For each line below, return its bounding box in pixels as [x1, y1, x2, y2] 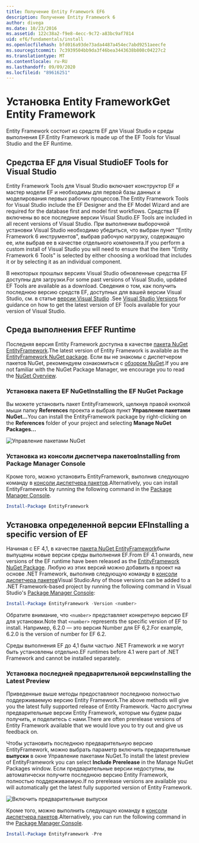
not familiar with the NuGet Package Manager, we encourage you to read [6, 366, 185, 373]
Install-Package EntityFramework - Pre [6, 831, 102, 837]
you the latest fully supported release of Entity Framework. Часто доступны [6, 703, 192, 710]
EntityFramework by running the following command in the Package [6, 486, 172, 493]
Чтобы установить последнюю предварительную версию [6, 740, 153, 747]
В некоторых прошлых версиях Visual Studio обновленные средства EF [6, 270, 188, 276]
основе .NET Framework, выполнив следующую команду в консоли [6, 570, 178, 577]
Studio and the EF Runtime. [6, 140, 73, 147]
